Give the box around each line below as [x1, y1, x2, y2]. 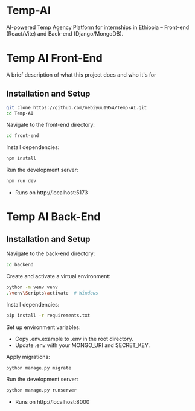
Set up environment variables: [6, 323, 81, 331]
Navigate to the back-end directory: [6, 250, 95, 257]
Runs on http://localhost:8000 [14, 398, 90, 406]
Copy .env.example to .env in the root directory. [14, 335, 134, 342]
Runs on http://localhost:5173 [14, 189, 88, 196]
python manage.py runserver [6, 387, 77, 393]
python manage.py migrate [6, 365, 71, 371]
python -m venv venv [6, 284, 59, 290]
